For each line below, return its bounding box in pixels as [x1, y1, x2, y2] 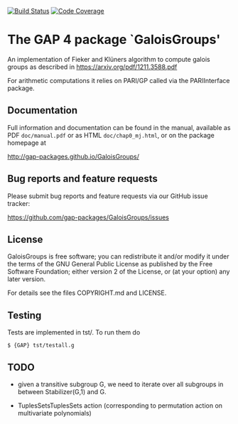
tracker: [7, 199, 31, 207]
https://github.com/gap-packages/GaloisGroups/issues [7, 213, 169, 222]
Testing [7, 309, 42, 321]
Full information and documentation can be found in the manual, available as [7, 123, 231, 131]
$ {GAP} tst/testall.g [7, 342, 75, 349]
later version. [7, 275, 46, 283]
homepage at [7, 138, 46, 147]
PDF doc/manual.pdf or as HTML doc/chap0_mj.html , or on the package [7, 131, 215, 139]
